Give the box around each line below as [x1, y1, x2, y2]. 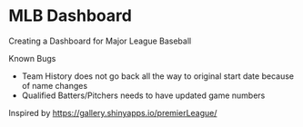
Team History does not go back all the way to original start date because [21, 70, 295, 82]
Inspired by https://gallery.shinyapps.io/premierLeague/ [8, 107, 217, 118]
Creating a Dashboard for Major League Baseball [8, 35, 192, 46]
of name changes [21, 80, 88, 91]
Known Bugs [8, 53, 56, 63]
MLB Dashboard [8, 5, 133, 26]
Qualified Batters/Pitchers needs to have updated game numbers [21, 90, 266, 101]
